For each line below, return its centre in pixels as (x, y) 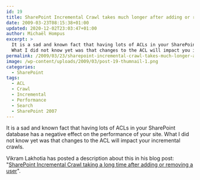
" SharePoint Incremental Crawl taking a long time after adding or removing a (100, 165)
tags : (13, 78)
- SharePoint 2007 (35, 111)
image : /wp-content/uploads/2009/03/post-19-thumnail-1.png (82, 61)
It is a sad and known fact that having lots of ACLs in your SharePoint (91, 128)
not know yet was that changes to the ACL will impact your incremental (93, 141)
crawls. (15, 147)
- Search (22, 105)
